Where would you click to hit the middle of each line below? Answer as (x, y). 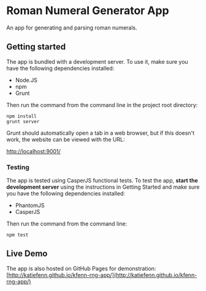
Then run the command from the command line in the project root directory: (102, 105)
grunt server (23, 121)
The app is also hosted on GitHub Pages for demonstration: (81, 268)
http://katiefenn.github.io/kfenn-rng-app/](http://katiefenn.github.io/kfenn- (103, 275)
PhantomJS (30, 205)
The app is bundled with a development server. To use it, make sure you (97, 61)
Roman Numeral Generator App (88, 11)
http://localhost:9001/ (34, 151)
